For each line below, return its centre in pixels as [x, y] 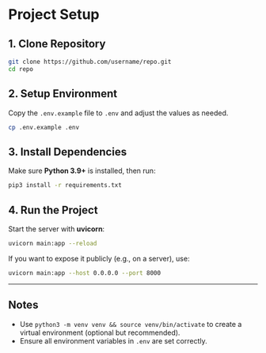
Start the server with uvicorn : [57, 229]
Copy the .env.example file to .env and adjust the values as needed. [118, 113]
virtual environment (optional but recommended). [100, 332]
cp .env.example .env [44, 127]
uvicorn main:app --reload [53, 243]
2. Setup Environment [63, 94]
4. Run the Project [53, 210]
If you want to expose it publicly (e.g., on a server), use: [99, 258]
